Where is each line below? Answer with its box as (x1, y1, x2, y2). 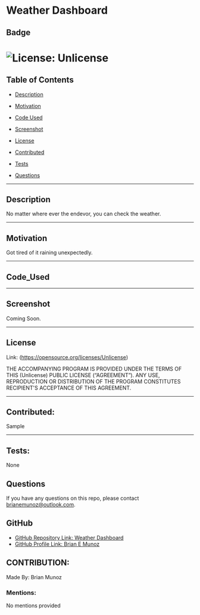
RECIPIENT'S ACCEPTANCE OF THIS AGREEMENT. (6, 384, 132, 391)
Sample (6, 423, 25, 430)
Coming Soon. (6, 314, 42, 322)
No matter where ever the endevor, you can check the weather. (6, 210, 161, 218)
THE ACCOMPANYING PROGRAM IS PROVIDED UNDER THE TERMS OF (6, 365, 182, 372)
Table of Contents (6, 75, 74, 85)
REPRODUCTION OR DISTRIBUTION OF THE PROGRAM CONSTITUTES (6, 378, 181, 385)
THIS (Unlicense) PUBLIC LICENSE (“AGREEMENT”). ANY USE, (6, 371, 160, 379)
